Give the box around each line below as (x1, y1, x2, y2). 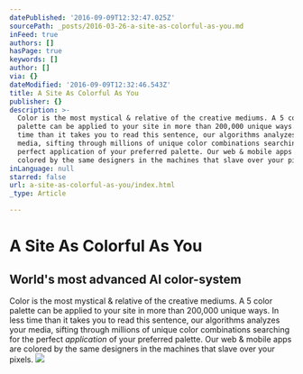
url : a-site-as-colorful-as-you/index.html (9, 181, 176, 190)
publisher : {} (9, 96, 63, 106)
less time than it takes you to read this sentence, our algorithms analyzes (9, 315, 280, 325)
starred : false (9, 172, 67, 181)
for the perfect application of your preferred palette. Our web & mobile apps (9, 334, 292, 344)
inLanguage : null (9, 164, 75, 173)
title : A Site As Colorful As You (9, 88, 140, 97)
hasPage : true (9, 47, 63, 56)
